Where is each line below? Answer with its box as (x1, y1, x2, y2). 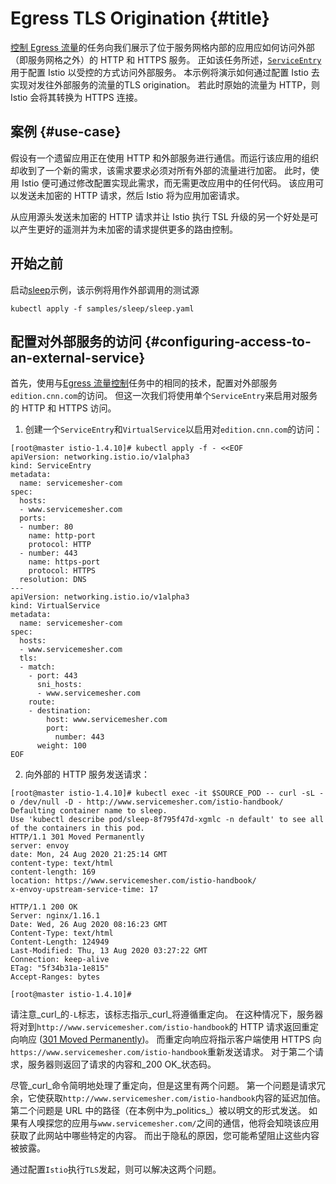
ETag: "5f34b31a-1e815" (10, 963, 110, 974)
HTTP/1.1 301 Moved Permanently (10, 832, 145, 842)
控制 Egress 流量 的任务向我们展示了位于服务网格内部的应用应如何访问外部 (10, 41, 315, 53)
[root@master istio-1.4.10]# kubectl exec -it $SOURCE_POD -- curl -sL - (10, 788, 325, 799)
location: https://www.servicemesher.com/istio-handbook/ (10, 876, 257, 886)
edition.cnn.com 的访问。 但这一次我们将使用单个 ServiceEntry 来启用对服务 (10, 390, 318, 402)
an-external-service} (10, 349, 146, 366)
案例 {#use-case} (10, 123, 122, 141)
